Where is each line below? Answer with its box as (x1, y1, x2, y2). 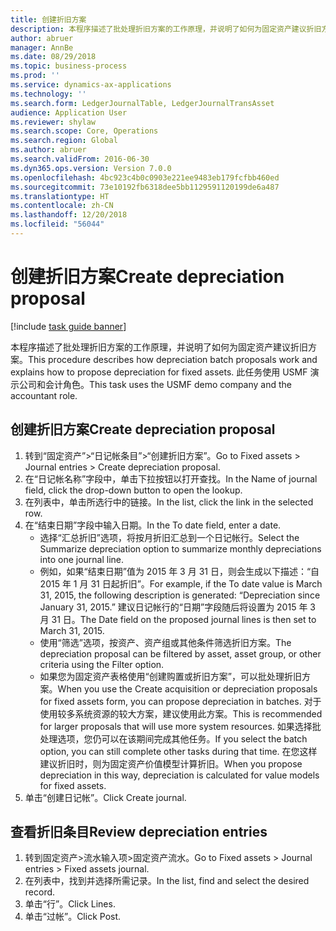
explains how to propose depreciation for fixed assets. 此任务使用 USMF (10, 366, 308, 378)
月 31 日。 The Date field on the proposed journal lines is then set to (39, 613, 317, 625)
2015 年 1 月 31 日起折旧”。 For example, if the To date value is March (39, 577, 323, 590)
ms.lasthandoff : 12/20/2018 (10, 210, 128, 220)
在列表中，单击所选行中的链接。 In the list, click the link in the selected (24, 496, 314, 508)
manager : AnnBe (10, 42, 74, 53)
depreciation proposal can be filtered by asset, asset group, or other (39, 647, 322, 660)
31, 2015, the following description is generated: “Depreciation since (39, 589, 321, 601)
